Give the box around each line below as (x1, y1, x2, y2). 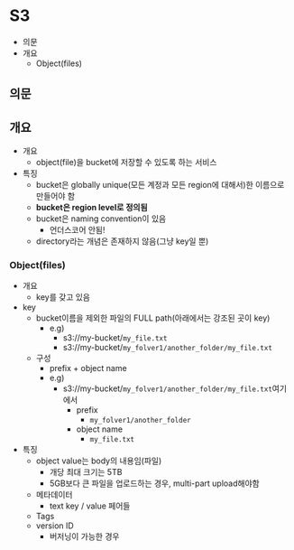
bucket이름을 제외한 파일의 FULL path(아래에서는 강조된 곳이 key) (35, 312, 271, 323)
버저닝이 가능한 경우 (49, 531, 120, 542)
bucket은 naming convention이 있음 (35, 213, 167, 224)
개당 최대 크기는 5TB (49, 467, 123, 478)
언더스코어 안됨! (49, 225, 106, 236)
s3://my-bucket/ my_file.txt (62, 332, 168, 343)
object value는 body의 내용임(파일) (35, 455, 162, 466)
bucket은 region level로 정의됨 (35, 202, 148, 213)
